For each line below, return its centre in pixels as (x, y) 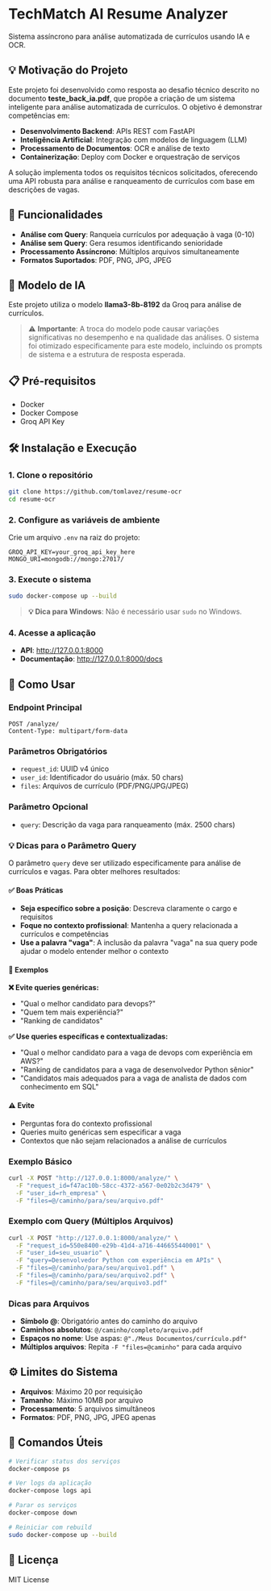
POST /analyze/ (34, 724)
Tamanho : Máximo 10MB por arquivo (81, 1400)
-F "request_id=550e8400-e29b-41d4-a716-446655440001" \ (113, 1245)
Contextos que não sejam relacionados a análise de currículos (123, 1140)
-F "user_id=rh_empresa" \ (61, 1193)
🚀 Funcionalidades (56, 215)
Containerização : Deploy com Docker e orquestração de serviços (130, 156)
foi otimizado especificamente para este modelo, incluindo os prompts (145, 346)
